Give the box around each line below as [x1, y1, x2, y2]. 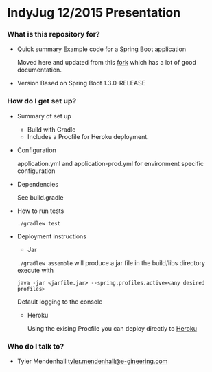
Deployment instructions [16, 232, 87, 240]
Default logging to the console [16, 298, 103, 306]
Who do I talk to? [7, 341, 64, 351]
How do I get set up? [7, 96, 77, 106]
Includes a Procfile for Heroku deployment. [27, 132, 149, 141]
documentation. [16, 65, 62, 74]
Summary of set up [16, 112, 72, 120]
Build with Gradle [27, 125, 76, 134]
